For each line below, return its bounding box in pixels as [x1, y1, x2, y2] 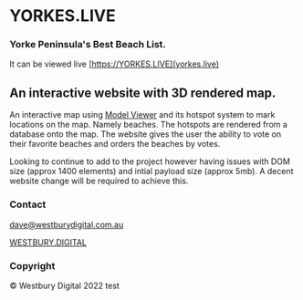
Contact [9, 198, 47, 211]
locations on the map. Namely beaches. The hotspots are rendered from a [9, 119, 287, 130]
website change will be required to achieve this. [9, 175, 189, 187]
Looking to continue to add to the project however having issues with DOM [9, 156, 290, 167]
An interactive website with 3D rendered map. [9, 85, 277, 100]
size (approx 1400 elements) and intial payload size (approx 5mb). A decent [9, 166, 294, 177]
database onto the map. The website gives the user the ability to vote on [9, 129, 281, 140]
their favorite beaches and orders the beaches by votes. [9, 139, 221, 150]
